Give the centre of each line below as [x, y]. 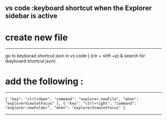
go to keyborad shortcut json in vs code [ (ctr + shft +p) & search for [75, 56]
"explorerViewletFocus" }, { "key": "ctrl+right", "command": [71, 104]
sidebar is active [31, 16]
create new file [37, 37]
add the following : [44, 81]
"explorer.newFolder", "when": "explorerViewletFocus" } [65, 108]
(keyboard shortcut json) [31, 61]
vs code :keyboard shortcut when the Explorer [79, 8]
